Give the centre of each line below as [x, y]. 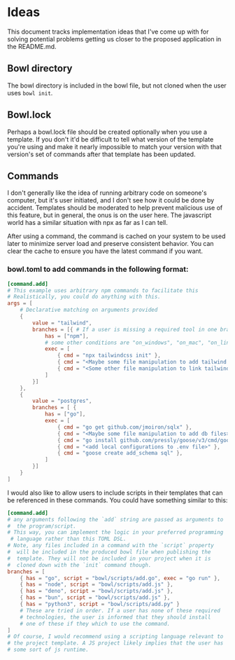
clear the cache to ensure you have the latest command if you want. [105, 251]
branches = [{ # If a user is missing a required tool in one [125, 329]
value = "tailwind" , [62, 323]
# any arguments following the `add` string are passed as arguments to [115, 519]
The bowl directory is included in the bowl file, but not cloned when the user [117, 85]
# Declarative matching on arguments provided [89, 310]
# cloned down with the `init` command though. [79, 565]
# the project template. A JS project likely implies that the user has [115, 643]
